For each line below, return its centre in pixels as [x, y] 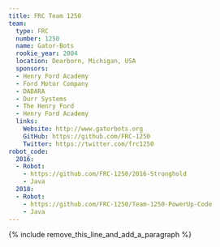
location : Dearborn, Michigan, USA [76, 62]
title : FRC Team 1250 [45, 16]
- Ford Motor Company [52, 83]
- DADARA [30, 91]
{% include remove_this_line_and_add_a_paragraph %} [100, 235]
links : [27, 121]
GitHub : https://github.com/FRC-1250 [87, 136]
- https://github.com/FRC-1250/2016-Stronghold [105, 174]
